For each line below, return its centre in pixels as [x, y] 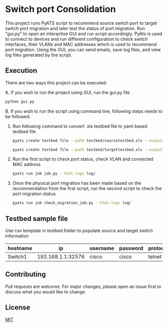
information [17, 235]
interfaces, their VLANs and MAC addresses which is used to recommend [81, 44]
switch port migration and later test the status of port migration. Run [75, 28]
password [131, 248]
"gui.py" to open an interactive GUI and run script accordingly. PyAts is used [84, 33]
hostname [20, 248]
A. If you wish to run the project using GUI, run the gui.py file [67, 92]
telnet [155, 256]
